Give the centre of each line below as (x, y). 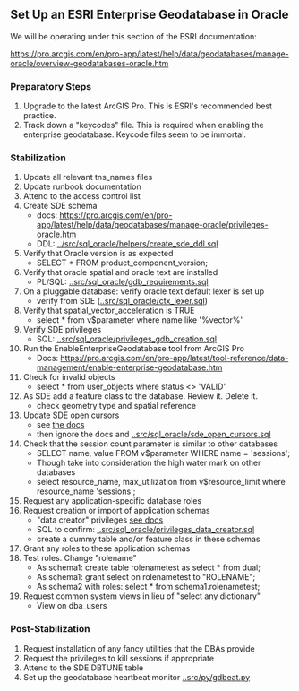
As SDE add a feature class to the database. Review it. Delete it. (141, 396)
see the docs (60, 425)
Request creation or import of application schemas (116, 511)
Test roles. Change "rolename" (80, 558)
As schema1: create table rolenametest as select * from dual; (148, 567)
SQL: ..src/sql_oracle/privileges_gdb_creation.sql (127, 339)
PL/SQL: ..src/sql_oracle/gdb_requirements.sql (122, 282)
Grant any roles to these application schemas (107, 548)
